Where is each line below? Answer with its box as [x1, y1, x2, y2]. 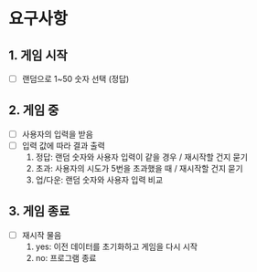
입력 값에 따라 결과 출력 [21, 140, 106, 151]
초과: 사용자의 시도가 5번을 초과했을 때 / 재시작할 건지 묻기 [35, 163, 243, 173]
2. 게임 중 [8, 102, 59, 119]
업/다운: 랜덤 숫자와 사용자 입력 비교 [35, 174, 164, 185]
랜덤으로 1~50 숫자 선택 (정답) [21, 74, 130, 84]
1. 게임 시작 [8, 47, 68, 63]
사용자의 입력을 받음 [21, 129, 93, 140]
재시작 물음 [21, 229, 62, 240]
